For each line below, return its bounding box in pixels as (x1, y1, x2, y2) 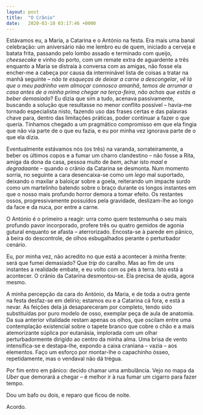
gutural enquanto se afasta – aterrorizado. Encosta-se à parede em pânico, (6, 228, 194, 236)
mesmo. (6, 279, 27, 286)
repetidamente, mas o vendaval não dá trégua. (6, 355, 123, 362)
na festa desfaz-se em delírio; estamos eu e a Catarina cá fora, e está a (6, 297, 185, 304)
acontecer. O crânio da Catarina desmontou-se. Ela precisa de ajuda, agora (6, 272, 195, 280)
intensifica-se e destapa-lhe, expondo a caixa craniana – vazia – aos (6, 342, 178, 349)
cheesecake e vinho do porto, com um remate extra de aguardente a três (6, 56, 189, 64)
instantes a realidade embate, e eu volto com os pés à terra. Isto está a (6, 266, 184, 273)
